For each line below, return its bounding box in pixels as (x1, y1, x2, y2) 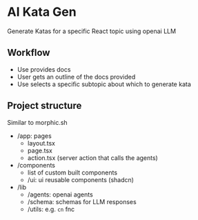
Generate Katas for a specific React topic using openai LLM (7, 27, 177, 35)
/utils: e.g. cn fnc (27, 205, 75, 213)
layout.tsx (27, 139, 55, 147)
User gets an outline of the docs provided (17, 72, 136, 81)
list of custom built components (27, 168, 118, 177)
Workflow (7, 47, 50, 59)
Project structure (7, 100, 82, 112)
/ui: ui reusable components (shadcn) (27, 175, 135, 183)
